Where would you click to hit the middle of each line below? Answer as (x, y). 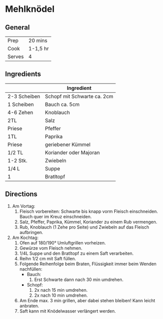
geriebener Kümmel (68, 144)
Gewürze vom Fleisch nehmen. (51, 248)
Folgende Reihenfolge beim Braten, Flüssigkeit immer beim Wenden (88, 264)
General (18, 27)
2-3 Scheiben (24, 96)
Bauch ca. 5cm (62, 104)
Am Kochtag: (25, 238)
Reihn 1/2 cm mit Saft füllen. (48, 258)
